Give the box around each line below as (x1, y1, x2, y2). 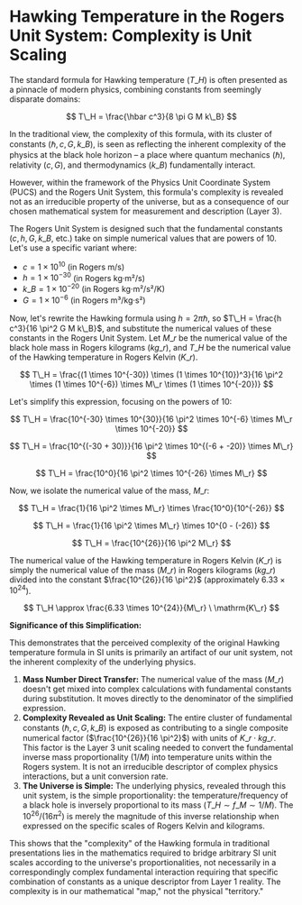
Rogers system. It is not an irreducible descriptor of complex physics (22, 762, 279, 772)
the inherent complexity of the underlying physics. (9, 656, 197, 668)
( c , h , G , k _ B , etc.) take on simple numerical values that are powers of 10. (9, 233, 278, 243)
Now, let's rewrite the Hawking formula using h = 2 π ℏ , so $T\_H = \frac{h (9, 313, 282, 324)
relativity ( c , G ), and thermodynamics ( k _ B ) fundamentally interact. (9, 160, 256, 170)
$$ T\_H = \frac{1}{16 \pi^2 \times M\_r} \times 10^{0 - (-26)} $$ (32, 520, 270, 531)
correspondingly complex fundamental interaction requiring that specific (9, 866, 279, 877)
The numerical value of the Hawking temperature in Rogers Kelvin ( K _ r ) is (9, 554, 282, 565)
